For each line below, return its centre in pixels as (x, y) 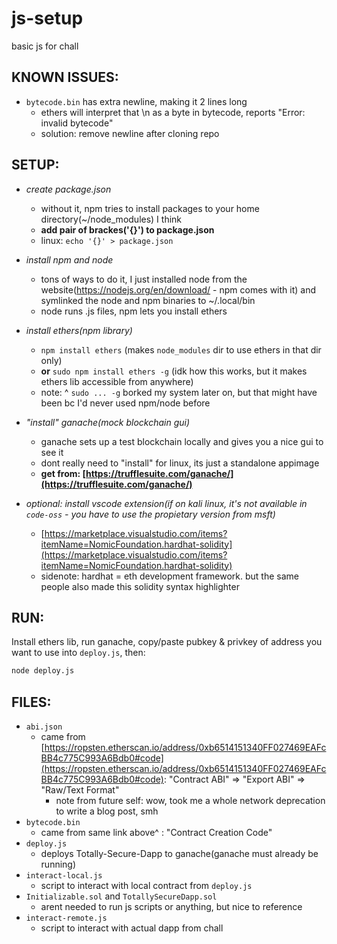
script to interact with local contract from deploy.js (146, 886)
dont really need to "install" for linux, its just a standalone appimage (180, 463)
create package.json (68, 189)
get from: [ (63, 473)
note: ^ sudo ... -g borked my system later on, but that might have (179, 392)
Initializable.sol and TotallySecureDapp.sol (121, 896)
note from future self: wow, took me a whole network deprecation (190, 801)
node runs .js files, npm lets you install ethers (134, 311)
